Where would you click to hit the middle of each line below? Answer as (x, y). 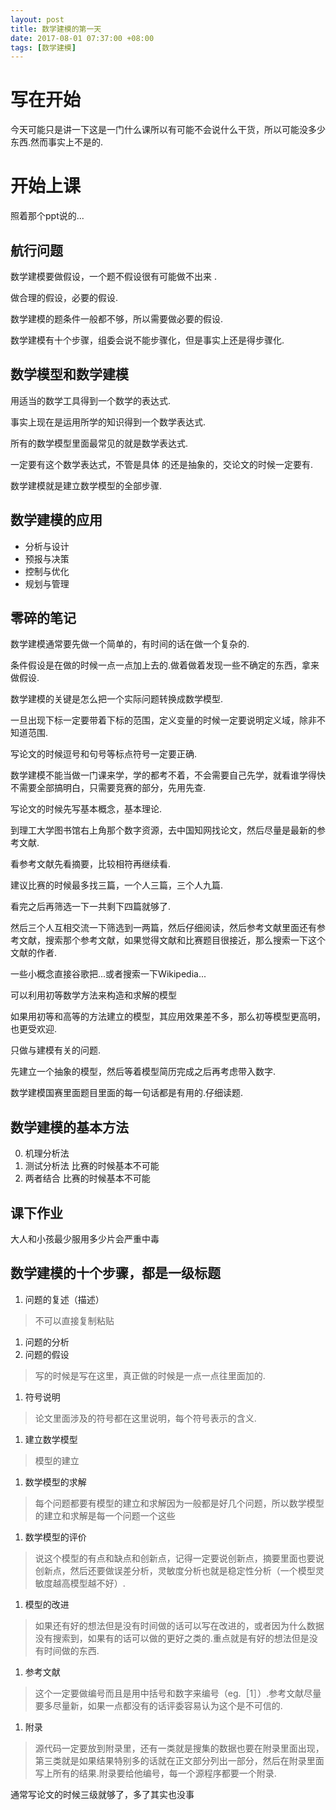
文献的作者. (34, 953)
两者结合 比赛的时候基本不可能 (87, 1178)
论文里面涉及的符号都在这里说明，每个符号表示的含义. (145, 1418)
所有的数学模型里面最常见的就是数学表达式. (99, 443)
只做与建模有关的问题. (56, 1050)
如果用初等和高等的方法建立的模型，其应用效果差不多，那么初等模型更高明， (168, 1017)
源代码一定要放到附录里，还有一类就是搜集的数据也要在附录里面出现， (179, 1748)
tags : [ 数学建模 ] (43, 47)
